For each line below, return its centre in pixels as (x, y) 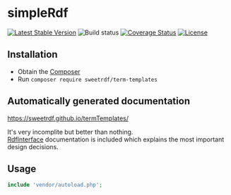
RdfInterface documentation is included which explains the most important (116, 139)
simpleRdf (38, 13)
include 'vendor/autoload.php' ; (55, 185)
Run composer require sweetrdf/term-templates (87, 79)
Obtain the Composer (49, 71)
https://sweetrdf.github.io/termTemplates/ (68, 118)
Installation (32, 55)
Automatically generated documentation (99, 101)
